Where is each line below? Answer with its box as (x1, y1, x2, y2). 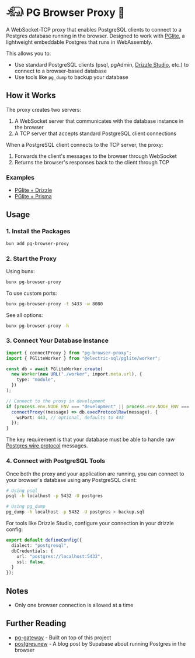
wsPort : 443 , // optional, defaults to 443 (16, 415, 124, 421)
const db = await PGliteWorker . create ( (6, 366, 103, 372)
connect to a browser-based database (14, 67, 107, 74)
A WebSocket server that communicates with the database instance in (14, 117, 184, 125)
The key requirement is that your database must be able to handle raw (6, 436, 175, 443)
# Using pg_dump (6, 504, 46, 509)
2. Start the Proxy (6, 254, 57, 263)
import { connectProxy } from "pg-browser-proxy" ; (6, 350, 132, 356)
